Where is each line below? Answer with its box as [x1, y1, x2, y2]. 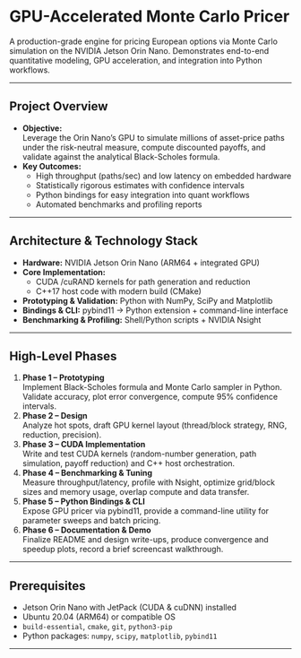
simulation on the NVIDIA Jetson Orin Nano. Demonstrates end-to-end [9, 45, 270, 56]
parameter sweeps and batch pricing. [21, 515, 161, 526]
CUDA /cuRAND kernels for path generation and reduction [35, 276, 251, 287]
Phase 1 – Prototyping [21, 372, 105, 383]
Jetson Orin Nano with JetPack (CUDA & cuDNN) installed [21, 602, 237, 613]
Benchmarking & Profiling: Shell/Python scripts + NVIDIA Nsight [21, 314, 262, 325]
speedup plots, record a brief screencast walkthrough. [21, 544, 224, 555]
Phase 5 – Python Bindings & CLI [21, 496, 145, 507]
